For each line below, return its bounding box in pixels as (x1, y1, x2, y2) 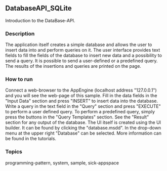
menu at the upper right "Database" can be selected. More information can (5, 130, 162, 136)
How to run (5, 76, 33, 83)
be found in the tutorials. (5, 136, 57, 142)
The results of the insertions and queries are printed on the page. (5, 63, 142, 69)
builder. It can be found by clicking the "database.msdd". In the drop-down (5, 125, 161, 131)
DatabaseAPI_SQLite (5, 4, 72, 13)
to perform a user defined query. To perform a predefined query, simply (5, 109, 155, 115)
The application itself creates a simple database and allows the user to (5, 41, 152, 48)
